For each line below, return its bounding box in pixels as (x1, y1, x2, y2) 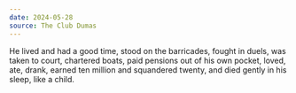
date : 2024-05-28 (9, 12, 74, 22)
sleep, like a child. (9, 74, 75, 84)
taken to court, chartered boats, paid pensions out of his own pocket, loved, (9, 55, 286, 66)
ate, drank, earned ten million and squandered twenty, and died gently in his (9, 64, 287, 75)
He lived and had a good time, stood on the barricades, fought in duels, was (9, 45, 286, 56)
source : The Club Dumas (9, 21, 97, 30)
